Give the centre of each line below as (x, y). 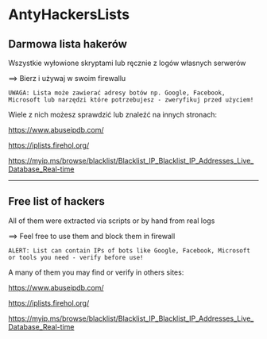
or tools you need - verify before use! (76, 257)
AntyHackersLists (69, 15)
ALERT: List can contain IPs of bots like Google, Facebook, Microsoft (129, 250)
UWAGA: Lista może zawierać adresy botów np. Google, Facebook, (117, 93)
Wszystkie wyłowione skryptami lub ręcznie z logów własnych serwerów (127, 63)
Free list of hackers (57, 201)
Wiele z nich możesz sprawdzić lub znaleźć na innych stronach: (112, 114)
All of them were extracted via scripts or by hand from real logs (112, 221)
